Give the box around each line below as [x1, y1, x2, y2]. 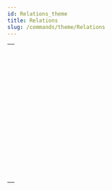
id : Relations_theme [7, 10, 68, 18]
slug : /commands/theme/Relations [7, 23, 106, 30]
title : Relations [7, 17, 58, 24]
